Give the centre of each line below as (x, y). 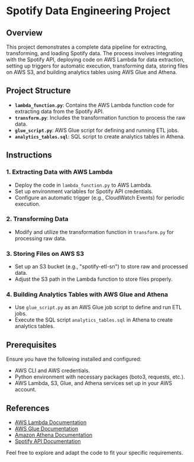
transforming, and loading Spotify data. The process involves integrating (94, 53)
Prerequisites (31, 345)
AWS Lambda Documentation (51, 422)
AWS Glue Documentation (46, 429)
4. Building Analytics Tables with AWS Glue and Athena (87, 294)
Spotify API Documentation (48, 441)
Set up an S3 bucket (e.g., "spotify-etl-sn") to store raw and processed (101, 267)
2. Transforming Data (38, 219)
